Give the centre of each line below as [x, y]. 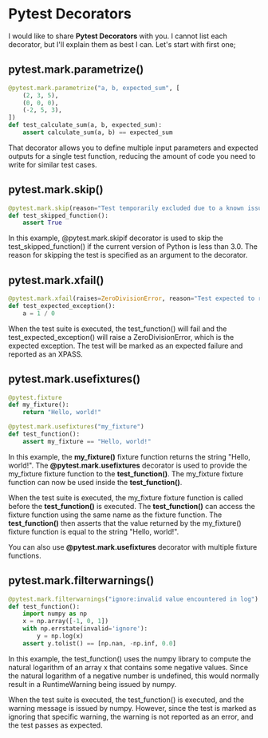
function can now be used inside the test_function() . [95, 482]
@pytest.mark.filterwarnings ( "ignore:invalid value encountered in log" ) [134, 599]
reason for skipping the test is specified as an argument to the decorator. [128, 255]
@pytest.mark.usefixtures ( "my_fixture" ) [77, 427]
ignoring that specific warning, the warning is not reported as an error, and [131, 716]
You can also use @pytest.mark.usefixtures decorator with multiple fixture [133, 547]
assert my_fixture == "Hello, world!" [87, 441]
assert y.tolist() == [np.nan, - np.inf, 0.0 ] [100, 643]
